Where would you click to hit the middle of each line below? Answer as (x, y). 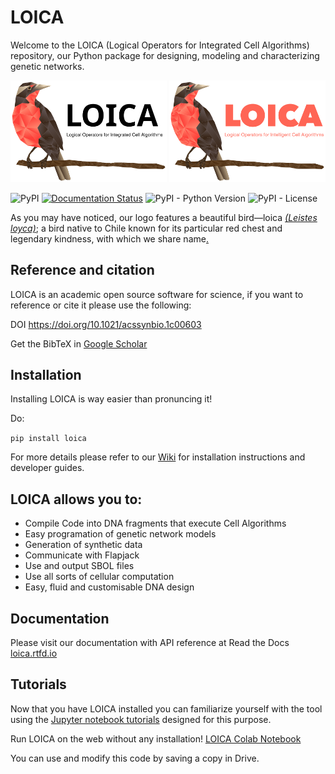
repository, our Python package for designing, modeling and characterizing (165, 55)
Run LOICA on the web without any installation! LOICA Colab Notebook (156, 738)
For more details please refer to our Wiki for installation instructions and (158, 457)
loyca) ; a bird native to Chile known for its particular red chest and (146, 228)
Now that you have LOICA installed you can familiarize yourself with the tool (166, 708)
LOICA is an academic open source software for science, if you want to (157, 294)
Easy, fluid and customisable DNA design (109, 587)
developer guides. (47, 468)
